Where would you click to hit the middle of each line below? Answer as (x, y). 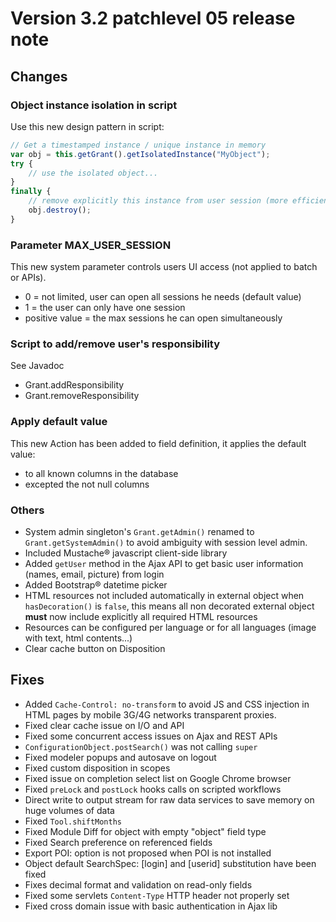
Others (27, 510)
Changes (39, 76)
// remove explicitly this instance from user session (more (158, 201)
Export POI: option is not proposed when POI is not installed (148, 853)
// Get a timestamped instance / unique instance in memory (138, 145)
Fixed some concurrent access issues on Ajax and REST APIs (151, 736)
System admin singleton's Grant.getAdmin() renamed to (139, 531)
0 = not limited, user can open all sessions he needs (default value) (163, 297)
